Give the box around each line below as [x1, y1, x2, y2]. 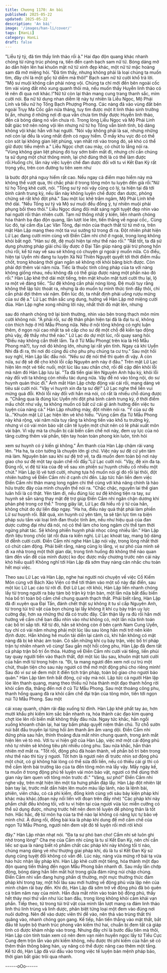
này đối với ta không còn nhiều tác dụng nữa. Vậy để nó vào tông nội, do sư [5, 374, 160, 380]
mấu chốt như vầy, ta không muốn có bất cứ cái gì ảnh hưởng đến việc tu [5, 401, 155, 407]
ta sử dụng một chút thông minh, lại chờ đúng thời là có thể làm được [5, 154, 146, 160]
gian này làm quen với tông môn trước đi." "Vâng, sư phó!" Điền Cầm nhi [5, 774, 153, 780]
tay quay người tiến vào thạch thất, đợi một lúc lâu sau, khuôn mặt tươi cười [5, 653, 159, 659]
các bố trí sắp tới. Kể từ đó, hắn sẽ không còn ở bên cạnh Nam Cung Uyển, [5, 622, 159, 628]
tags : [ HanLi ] [5, 30, 35, 35]
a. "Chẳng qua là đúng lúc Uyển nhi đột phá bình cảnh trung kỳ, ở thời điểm [5, 396, 160, 402]
